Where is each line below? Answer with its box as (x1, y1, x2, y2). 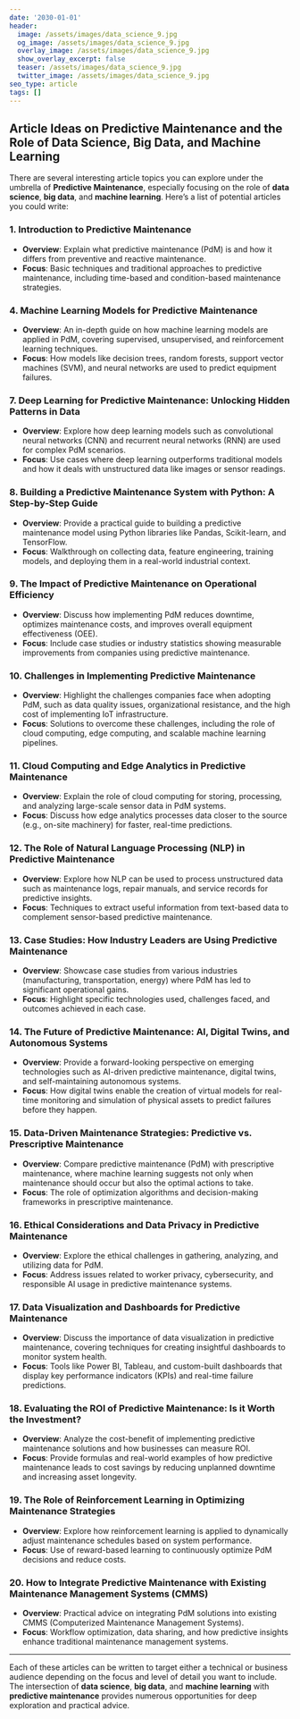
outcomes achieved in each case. (21, 1003, 146, 1014)
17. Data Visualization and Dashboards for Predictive (9, 1301, 241, 1313)
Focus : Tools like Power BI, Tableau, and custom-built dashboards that (21, 1361, 283, 1372)
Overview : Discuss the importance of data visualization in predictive (21, 1333, 275, 1344)
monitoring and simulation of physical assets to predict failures (40, 1095, 271, 1106)
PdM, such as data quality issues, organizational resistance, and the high (21, 699, 291, 711)
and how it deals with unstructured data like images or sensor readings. (21, 464, 286, 475)
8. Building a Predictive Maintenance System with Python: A (9, 486, 275, 499)
